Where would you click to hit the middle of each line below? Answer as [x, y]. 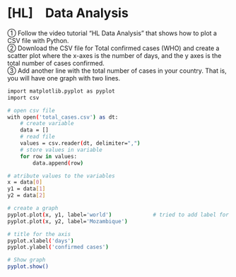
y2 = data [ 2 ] [26, 196]
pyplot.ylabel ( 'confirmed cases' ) [58, 247]
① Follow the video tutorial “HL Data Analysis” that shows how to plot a [112, 33]
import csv [23, 98]
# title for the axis [39, 234]
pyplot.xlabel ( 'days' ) [41, 241]
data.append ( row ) [58, 163]
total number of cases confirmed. [56, 63]
